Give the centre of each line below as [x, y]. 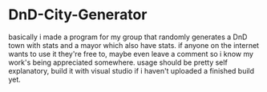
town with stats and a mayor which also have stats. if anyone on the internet [133, 45]
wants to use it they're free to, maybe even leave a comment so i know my [131, 54]
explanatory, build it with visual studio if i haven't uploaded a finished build [131, 70]
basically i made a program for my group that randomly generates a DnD [128, 37]
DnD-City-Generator [78, 15]
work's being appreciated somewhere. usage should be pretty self [118, 62]
